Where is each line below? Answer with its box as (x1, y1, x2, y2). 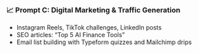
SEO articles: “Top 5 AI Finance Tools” (16, 31, 125, 39)
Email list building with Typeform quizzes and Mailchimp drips (16, 38, 192, 46)
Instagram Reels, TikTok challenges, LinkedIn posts (16, 23, 163, 32)
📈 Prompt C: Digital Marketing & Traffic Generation (6, 5, 180, 14)
